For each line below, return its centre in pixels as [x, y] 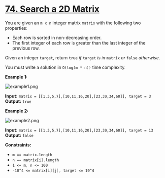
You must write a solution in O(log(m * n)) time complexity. [65, 67]
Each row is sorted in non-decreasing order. [57, 38]
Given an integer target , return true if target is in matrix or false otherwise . [82, 57]
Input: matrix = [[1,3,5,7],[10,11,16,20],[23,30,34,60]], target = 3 [78, 96]
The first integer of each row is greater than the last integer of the [79, 43]
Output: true [18, 101]
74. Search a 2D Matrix [52, 9]
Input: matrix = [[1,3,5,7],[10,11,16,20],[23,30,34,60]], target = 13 [79, 130]
